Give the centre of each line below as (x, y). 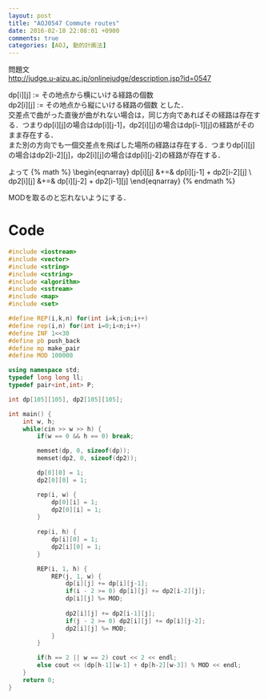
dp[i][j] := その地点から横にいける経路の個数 (81, 95)
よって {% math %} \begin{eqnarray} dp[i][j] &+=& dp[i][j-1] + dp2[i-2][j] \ (130, 172)
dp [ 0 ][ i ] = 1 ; (74, 502)
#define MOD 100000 (41, 356)
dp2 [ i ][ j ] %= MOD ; (96, 628)
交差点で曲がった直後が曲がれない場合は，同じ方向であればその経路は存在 (131, 115)
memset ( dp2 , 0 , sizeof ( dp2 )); (87, 459)
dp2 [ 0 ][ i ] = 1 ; (76, 510)
